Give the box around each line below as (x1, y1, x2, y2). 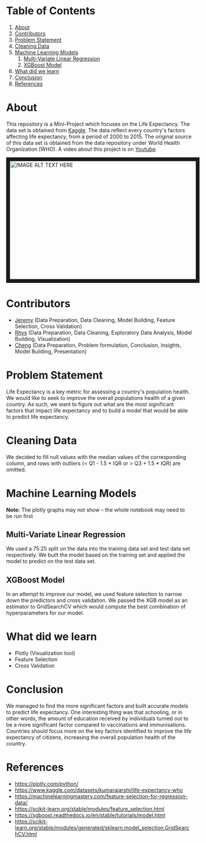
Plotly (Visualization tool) (14, 650, 76, 657)
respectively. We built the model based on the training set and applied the (6, 551, 185, 559)
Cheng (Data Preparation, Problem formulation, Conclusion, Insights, (14, 341, 182, 349)
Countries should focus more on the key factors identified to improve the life (6, 728, 192, 735)
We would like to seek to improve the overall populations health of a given (6, 394, 186, 401)
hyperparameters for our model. (6, 610, 84, 617)
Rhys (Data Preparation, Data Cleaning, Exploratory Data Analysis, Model (14, 329, 192, 336)
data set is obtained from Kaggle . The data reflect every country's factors (6, 126, 185, 134)
